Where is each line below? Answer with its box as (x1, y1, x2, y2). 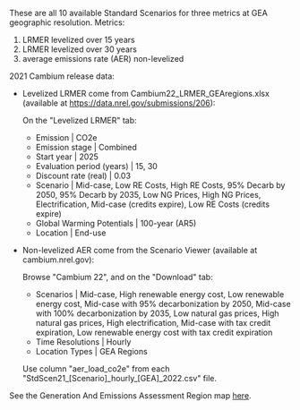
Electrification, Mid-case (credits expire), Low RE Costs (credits (35, 199, 270, 209)
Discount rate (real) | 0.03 (35, 170, 132, 181)
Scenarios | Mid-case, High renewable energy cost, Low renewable (35, 289, 285, 299)
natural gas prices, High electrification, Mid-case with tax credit (35, 318, 271, 328)
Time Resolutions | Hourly (35, 337, 132, 347)
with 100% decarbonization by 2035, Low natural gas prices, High (35, 308, 279, 319)
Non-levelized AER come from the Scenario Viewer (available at (21, 245, 258, 255)
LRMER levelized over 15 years (21, 35, 136, 45)
